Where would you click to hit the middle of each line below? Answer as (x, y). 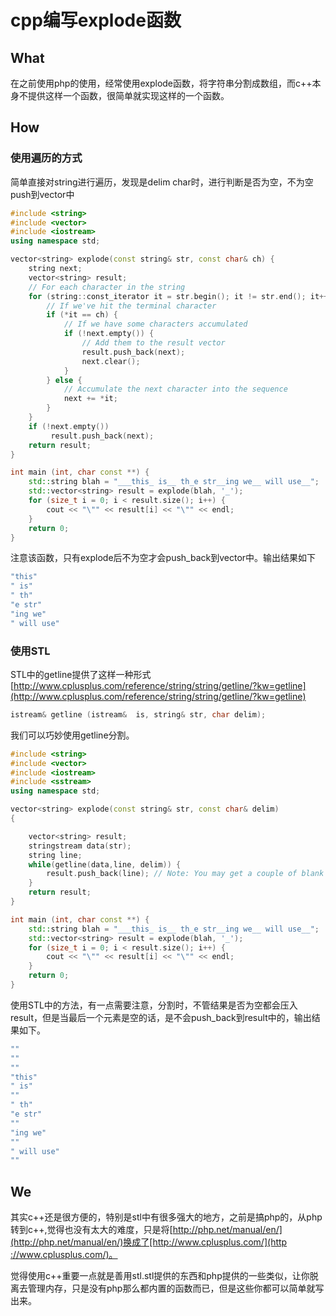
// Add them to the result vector (153, 343)
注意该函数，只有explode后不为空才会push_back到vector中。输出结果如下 (163, 558)
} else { (64, 380)
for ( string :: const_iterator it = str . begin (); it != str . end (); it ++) (180, 296)
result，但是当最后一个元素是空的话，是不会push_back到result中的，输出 (161, 1017)
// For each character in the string (107, 287)
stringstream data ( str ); (80, 846)
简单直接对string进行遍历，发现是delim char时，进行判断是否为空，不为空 (162, 182)
